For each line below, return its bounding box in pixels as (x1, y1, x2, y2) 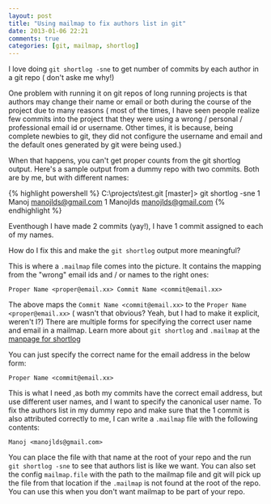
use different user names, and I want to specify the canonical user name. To (8, 397, 262, 407)
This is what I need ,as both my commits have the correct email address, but (8, 388, 263, 398)
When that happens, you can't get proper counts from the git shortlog (8, 155, 241, 166)
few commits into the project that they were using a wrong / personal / (8, 114, 243, 124)
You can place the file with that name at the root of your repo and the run (8, 452, 252, 462)
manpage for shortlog (8, 334, 81, 344)
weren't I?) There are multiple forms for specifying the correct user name (8, 317, 252, 327)
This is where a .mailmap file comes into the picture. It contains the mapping (8, 261, 261, 271)
